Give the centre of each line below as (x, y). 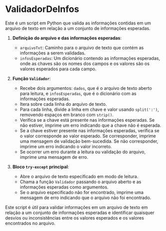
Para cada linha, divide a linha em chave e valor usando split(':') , (89, 109)
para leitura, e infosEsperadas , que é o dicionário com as (78, 93)
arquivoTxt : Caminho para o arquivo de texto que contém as (82, 47)
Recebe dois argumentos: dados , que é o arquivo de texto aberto (86, 88)
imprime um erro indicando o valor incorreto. (66, 146)
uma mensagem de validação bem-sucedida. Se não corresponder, (89, 141)
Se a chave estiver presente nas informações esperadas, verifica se (89, 130)
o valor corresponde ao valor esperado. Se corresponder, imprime (88, 136)
